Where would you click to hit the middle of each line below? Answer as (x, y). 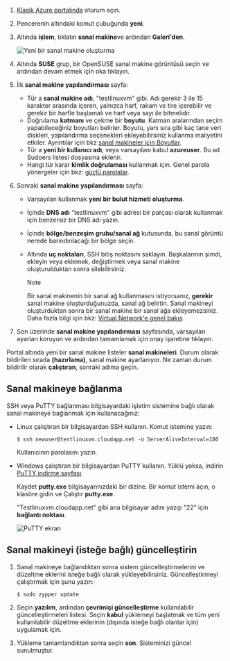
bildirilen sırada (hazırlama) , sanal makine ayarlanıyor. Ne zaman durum (109, 360)
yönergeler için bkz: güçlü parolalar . (78, 172)
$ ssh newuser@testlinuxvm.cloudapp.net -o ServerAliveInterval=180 (117, 439)
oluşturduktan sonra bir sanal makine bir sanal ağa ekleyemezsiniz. (122, 311)
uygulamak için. (39, 629)
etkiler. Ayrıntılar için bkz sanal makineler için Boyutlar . (104, 142)
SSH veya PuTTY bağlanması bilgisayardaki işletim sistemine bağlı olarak (110, 405)
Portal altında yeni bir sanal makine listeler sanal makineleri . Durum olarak (113, 352)
